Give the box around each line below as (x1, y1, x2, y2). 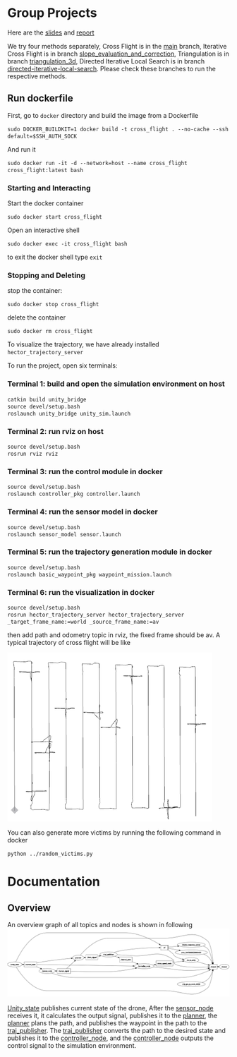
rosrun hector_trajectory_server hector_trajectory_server (7, 612, 185, 619)
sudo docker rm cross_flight (7, 328, 93, 335)
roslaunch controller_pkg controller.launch (7, 490, 140, 498)
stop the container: (7, 286, 62, 295)
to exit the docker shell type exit (7, 253, 103, 262)
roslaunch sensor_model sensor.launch (7, 531, 121, 538)
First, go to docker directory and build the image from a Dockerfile (7, 111, 199, 119)
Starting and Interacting (7, 183, 91, 193)
